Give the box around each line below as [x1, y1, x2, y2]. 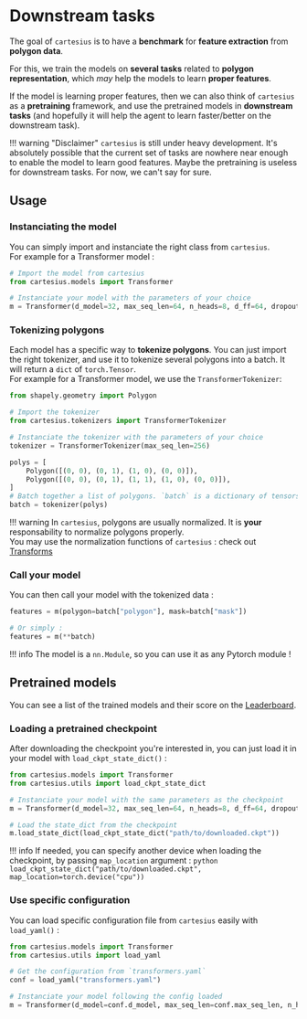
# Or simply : [9, 623, 64, 633]
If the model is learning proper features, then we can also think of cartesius [9, 90, 295, 101]
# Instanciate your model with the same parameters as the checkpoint [9, 795, 284, 804]
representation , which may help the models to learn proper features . [9, 72, 272, 83]
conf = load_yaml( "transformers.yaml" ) [9, 975, 162, 985]
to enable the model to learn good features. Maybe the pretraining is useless [9, 156, 298, 167]
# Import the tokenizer [9, 408, 101, 417]
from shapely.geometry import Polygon [9, 391, 157, 400]
